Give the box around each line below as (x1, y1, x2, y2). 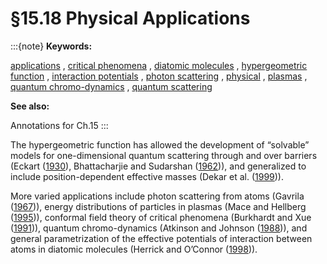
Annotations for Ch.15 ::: (10, 119, 109, 131)
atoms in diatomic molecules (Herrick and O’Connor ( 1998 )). (10, 243, 258, 255)
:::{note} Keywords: (10, 40, 93, 52)
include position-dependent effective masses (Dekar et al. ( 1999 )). (10, 170, 285, 182)
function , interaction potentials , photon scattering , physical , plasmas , (10, 70, 308, 82)
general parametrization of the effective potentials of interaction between (10, 232, 313, 244)
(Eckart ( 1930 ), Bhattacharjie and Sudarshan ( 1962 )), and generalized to (10, 160, 307, 172)
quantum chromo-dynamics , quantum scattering (10, 80, 213, 92)
